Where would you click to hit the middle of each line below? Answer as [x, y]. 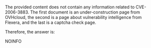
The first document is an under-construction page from [85, 12]
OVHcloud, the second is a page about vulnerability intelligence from [73, 17]
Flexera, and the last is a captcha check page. [51, 22]
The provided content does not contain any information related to [70, 7]
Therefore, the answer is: [30, 32]
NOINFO [13, 41]
